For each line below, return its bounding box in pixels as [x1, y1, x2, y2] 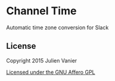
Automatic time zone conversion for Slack [6, 24, 109, 31]
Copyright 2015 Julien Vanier [6, 57, 77, 64]
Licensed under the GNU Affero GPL [6, 68, 95, 76]
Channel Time [6, 4, 77, 18]
